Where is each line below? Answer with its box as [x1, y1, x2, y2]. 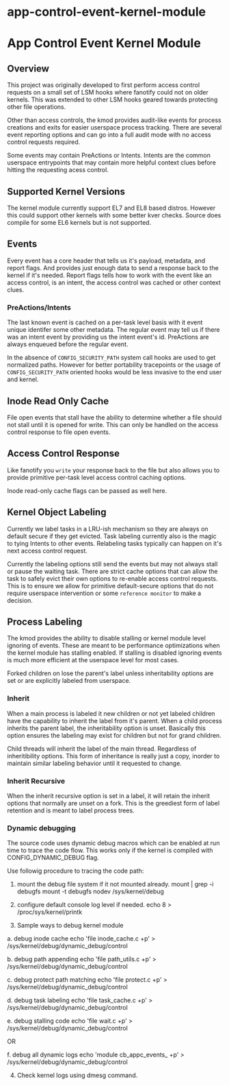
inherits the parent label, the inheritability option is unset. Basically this [7, 724, 206, 732]
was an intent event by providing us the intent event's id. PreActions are [7, 333, 209, 341]
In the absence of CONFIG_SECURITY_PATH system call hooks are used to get [7, 354, 216, 362]
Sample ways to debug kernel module [16, 921, 124, 930]
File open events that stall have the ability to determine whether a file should [7, 413, 222, 422]
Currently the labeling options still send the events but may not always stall [7, 559, 218, 568]
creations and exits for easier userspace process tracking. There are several [7, 123, 222, 132]
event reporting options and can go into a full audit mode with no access [7, 131, 211, 139]
